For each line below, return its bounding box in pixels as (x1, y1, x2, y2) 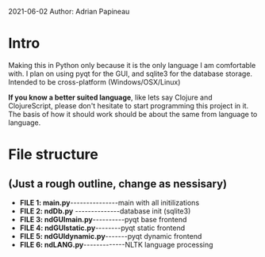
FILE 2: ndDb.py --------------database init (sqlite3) (19, 206, 191, 216)
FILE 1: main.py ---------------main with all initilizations (19, 198, 200, 207)
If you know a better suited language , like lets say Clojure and (8, 93, 213, 102)
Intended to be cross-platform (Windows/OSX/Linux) (8, 77, 181, 86)
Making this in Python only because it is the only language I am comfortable (8, 60, 256, 70)
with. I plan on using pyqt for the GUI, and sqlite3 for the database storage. (8, 69, 252, 78)
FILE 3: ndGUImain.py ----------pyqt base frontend (19, 214, 187, 224)
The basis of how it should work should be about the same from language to (8, 109, 258, 119)
